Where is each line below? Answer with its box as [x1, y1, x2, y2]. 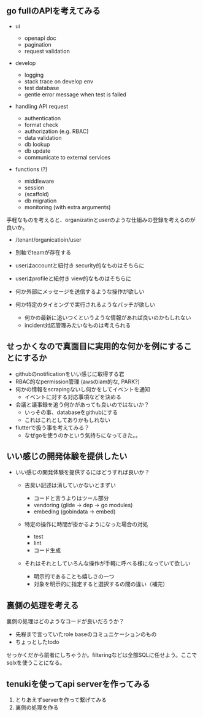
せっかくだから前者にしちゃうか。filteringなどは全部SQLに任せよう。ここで [6, 651, 197, 659]
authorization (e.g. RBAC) [24, 128, 89, 135]
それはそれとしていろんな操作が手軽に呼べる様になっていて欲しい [24, 560, 191, 567]
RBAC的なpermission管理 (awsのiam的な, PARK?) [15, 378, 140, 385]
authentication [24, 114, 61, 121]
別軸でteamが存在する [15, 248, 72, 256]
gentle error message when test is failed [24, 91, 127, 98]
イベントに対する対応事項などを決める [24, 393, 121, 401]
